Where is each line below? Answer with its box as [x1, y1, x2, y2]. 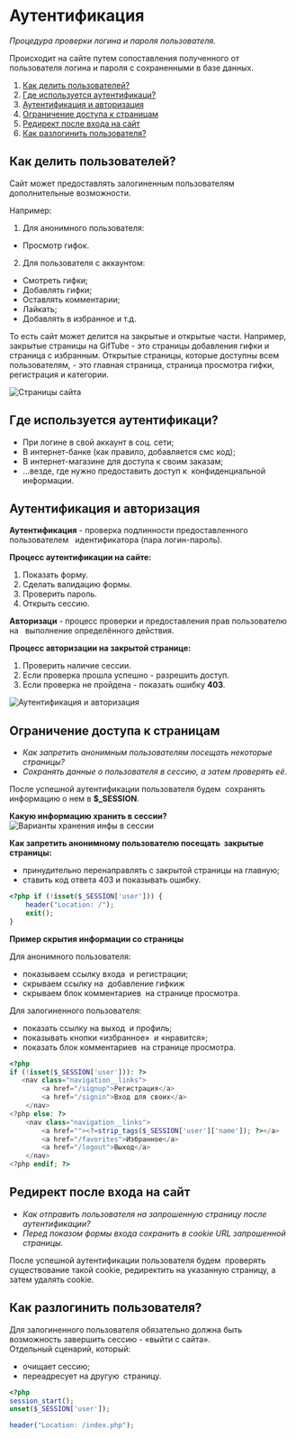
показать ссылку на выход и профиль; [22, 1022, 173, 1033]
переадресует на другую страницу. [22, 1370, 162, 1381]
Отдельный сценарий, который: [9, 1343, 131, 1354]
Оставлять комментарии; [22, 294, 121, 305]
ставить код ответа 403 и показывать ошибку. [22, 874, 202, 885]
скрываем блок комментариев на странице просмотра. [22, 987, 240, 998]
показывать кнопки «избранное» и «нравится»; [22, 1032, 209, 1043]
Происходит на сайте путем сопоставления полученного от [9, 52, 240, 63]
